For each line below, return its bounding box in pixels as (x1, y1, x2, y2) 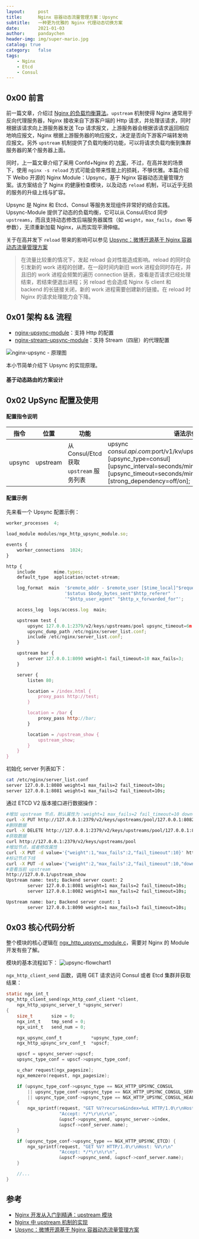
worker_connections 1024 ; (17, 547, 84, 553)
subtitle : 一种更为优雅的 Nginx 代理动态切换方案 (6, 20, 123, 25)
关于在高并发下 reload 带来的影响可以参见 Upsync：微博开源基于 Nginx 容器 (6, 236, 192, 244)
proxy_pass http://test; (37, 694, 99, 700)
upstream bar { (17, 650, 54, 657)
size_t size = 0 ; (17, 1013, 76, 1019)
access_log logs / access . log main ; (17, 607, 108, 613)
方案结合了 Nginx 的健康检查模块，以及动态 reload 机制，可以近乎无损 (21, 181, 193, 188)
